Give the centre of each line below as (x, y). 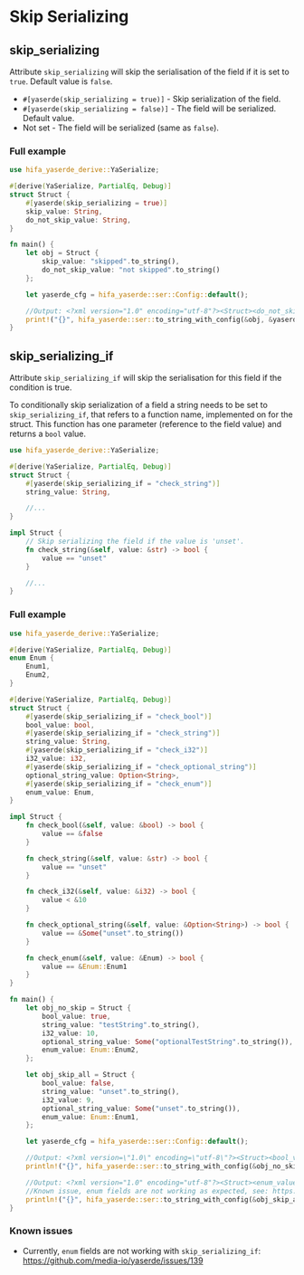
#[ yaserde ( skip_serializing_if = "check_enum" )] (119, 784)
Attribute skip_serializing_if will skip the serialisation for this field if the (146, 378)
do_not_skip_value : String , (78, 220)
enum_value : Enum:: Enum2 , (91, 1050)
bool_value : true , (76, 1016)
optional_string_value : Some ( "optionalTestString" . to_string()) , (168, 1042)
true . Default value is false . (61, 81)
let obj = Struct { (62, 253)
